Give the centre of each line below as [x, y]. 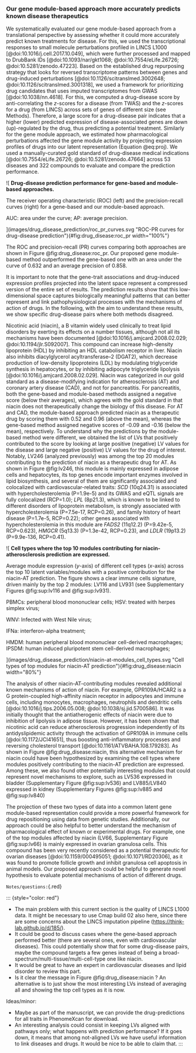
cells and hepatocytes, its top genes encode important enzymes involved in [97, 475]
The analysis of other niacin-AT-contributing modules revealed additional [94, 684]
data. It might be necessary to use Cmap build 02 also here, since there [101, 916]
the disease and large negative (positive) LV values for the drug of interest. [96, 450]
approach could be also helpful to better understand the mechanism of [91, 825]
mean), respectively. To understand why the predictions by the [82, 431]
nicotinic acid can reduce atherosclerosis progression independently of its [96, 727]
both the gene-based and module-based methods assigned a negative [91, 394]
